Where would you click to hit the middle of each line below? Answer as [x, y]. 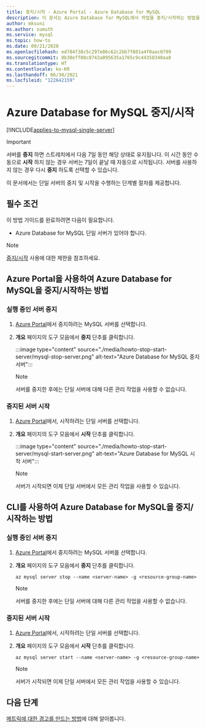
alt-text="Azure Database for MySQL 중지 [147, 357]
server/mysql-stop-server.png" [55, 357]
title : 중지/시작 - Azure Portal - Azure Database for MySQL [83, 12]
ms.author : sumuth [30, 29]
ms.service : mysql [30, 35]
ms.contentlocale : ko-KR [38, 69]
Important [19, 142]
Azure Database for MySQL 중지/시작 [101, 112]
